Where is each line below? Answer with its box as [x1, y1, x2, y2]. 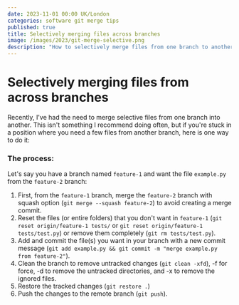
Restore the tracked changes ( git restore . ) [17, 282, 151, 291]
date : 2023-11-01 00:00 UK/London [7, 10, 110, 18]
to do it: [7, 135, 30, 144]
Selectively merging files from [7, 74, 190, 91]
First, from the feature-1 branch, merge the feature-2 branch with [17, 191, 213, 200]
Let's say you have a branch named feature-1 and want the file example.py [7, 170, 226, 178]
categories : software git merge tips [7, 17, 119, 24]
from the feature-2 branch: [7, 177, 87, 186]
